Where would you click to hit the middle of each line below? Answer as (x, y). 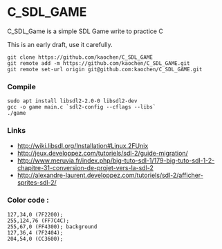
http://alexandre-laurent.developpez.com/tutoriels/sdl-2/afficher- (110, 175)
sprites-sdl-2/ (37, 182)
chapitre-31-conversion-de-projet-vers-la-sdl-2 (85, 167)
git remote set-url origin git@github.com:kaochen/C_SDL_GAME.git (105, 69)
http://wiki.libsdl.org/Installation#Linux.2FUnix (83, 145)
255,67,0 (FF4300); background (52, 227)
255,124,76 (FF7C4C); (38, 221)
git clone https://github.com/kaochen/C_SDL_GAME (80, 57)
